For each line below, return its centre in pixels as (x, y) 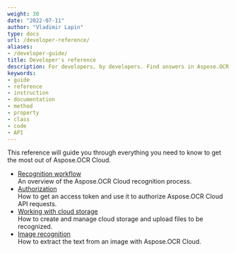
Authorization (37, 189)
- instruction (28, 93)
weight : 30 (23, 14)
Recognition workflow (49, 174)
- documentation (31, 100)
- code (17, 126)
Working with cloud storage (58, 212)
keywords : (22, 73)
